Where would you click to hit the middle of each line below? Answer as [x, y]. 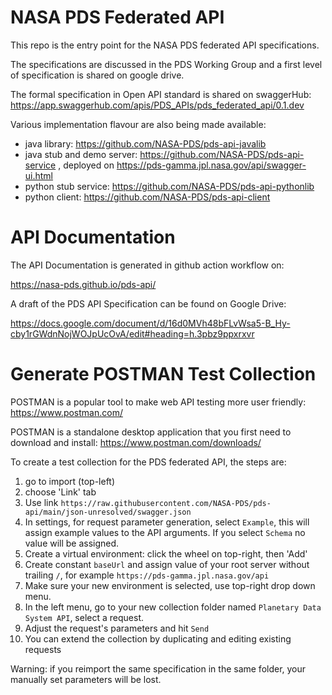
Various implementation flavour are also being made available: [138, 124]
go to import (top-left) [70, 481]
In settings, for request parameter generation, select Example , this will [167, 522]
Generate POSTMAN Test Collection [163, 374]
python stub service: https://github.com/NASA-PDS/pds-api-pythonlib [169, 186]
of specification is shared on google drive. [97, 75]
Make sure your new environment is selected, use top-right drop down [170, 585]
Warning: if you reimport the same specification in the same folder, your [158, 668]
